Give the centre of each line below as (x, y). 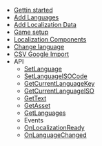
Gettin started (33, 10)
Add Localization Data (45, 25)
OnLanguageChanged (55, 135)
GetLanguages (45, 113)
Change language (39, 47)
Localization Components (50, 39)
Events (33, 120)
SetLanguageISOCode (55, 76)
